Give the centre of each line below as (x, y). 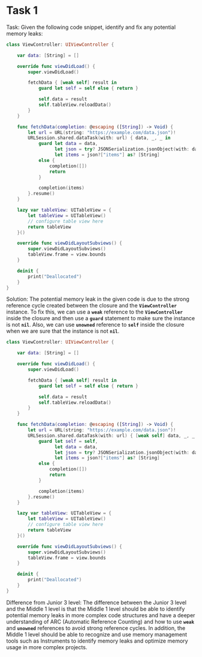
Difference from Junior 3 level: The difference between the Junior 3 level (96, 602)
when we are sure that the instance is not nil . (63, 331)
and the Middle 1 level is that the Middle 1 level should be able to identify (96, 609)
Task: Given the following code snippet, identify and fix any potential (91, 27)
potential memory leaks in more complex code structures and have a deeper (101, 615)
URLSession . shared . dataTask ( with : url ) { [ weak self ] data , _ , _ (112, 436)
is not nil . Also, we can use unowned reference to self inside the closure (95, 325)
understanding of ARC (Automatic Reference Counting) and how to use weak (100, 622)
